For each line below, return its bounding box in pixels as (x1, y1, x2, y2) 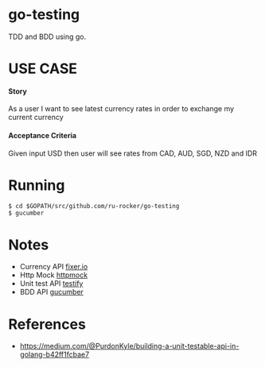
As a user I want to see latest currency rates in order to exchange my (8, 104, 235, 114)
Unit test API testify (19, 279, 84, 288)
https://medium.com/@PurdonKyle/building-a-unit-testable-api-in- (19, 342, 240, 351)
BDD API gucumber (19, 288, 84, 297)
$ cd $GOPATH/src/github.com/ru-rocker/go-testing (8, 203, 180, 211)
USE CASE (8, 60, 78, 78)
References (8, 315, 86, 333)
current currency (8, 113, 64, 122)
